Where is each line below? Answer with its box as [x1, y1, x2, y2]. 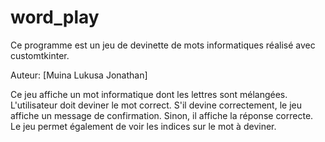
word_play [10, 6, 100, 29]
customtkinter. [10, 49, 70, 61]
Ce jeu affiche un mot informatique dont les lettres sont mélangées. [10, 88, 288, 100]
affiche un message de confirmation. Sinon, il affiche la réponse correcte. [10, 109, 314, 121]
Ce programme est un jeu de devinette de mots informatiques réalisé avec [10, 39, 316, 51]
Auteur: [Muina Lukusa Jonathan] [10, 69, 148, 81]
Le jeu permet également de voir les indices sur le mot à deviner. [10, 120, 277, 132]
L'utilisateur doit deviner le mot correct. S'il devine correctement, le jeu [10, 99, 302, 111]
